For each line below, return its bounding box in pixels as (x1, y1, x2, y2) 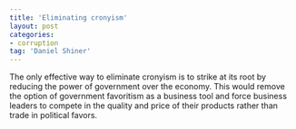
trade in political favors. (9, 110, 98, 121)
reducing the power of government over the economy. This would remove (9, 81, 286, 92)
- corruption (9, 38, 59, 48)
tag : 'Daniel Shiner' (9, 47, 92, 56)
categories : (9, 30, 54, 39)
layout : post (9, 22, 59, 31)
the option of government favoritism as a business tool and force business (9, 91, 288, 102)
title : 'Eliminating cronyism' (9, 13, 128, 23)
